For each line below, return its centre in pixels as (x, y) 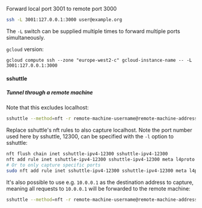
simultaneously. (26, 37)
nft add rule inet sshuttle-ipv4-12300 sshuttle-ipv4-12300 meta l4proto (101, 160)
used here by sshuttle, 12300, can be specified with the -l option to (90, 136)
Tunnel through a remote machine (50, 93)
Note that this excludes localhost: (47, 108)
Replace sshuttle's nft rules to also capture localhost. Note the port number (99, 130)
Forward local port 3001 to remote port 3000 (62, 9)
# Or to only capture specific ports (54, 165)
